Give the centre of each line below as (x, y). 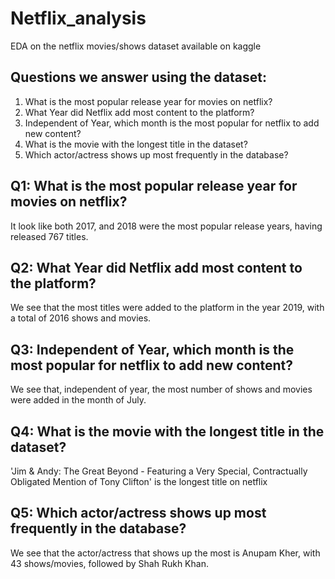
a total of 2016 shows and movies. (81, 318)
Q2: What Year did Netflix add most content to (156, 267)
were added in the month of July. (78, 400)
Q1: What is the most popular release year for (154, 186)
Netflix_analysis (78, 18)
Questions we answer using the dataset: (138, 77)
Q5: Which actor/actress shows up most (138, 513)
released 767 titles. (49, 236)
